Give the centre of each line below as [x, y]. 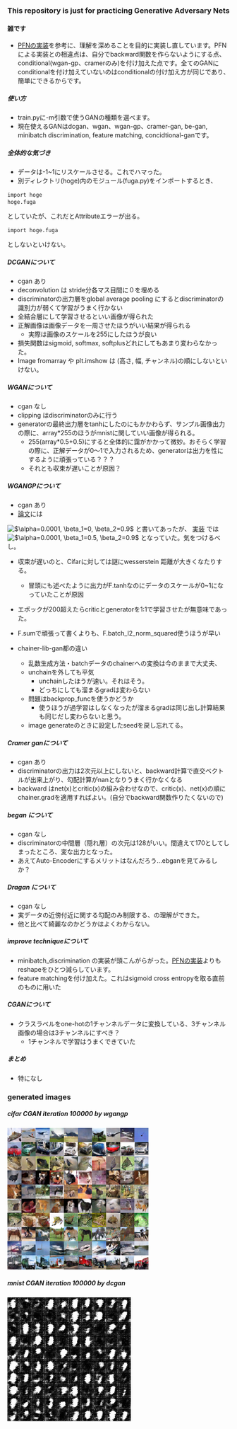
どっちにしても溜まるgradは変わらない [95, 689]
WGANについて [30, 387]
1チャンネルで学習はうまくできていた [82, 1041]
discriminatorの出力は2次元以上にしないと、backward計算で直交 [111, 771]
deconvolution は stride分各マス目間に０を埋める [89, 290]
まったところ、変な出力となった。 [67, 851]
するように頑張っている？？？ [71, 459]
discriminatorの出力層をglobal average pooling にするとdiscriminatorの [121, 299]
